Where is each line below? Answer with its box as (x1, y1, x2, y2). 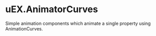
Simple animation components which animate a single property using (5, 20, 151, 26)
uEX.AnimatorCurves (5, 4, 98, 15)
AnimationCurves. (5, 25, 43, 31)
